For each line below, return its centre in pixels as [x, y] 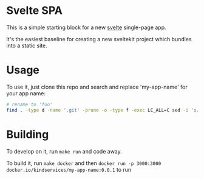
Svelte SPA [34, 11]
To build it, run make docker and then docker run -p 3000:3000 [84, 163]
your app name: [26, 93]
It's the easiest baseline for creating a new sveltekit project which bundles [99, 39]
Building [28, 134]
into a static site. [27, 46]
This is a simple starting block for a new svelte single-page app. [86, 27]
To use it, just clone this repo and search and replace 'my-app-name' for [97, 87]
